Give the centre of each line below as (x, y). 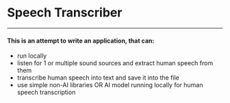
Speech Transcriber (65, 13)
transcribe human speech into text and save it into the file (98, 78)
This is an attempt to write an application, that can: (81, 41)
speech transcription (46, 92)
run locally (32, 56)
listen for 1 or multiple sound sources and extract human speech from (115, 63)
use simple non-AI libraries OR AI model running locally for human (110, 85)
